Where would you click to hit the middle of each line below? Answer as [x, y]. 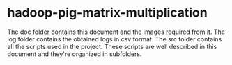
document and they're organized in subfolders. [75, 54]
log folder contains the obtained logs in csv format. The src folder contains [115, 39]
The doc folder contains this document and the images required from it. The [116, 32]
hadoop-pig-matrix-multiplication [107, 13]
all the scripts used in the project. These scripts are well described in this [112, 46]
